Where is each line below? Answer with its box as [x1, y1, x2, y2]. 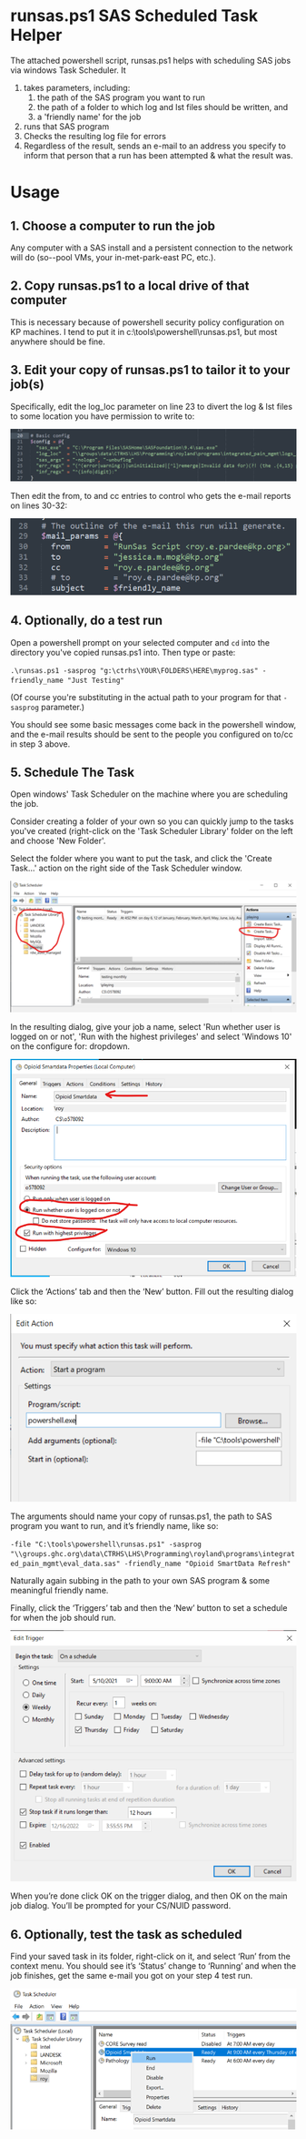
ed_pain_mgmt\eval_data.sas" [10, 1559, 121, 1569]
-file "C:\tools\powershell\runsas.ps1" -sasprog [10, 1540, 202, 1549]
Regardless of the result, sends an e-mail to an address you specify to [23, 140, 287, 151]
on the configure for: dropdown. [10, 1041, 131, 1052]
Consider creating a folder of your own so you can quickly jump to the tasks [10, 816, 294, 827]
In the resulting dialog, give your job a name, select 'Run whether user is [10, 1022, 281, 1033]
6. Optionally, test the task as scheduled [10, 1927, 243, 1942]
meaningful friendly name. [10, 1585, 109, 1596]
